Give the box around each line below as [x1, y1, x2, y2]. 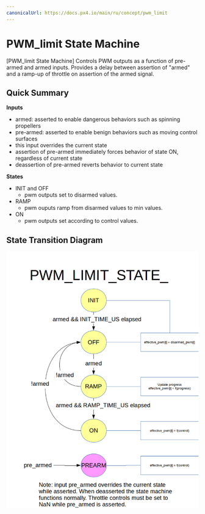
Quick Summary [6, 87, 69, 98]
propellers [15, 122, 41, 129]
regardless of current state [15, 154, 83, 162]
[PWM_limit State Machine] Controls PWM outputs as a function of [6, 57, 174, 64]
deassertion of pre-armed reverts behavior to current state [15, 161, 164, 168]
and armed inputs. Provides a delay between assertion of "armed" [24, 63, 190, 71]
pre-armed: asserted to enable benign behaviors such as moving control [15, 129, 198, 136]
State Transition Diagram [6, 235, 103, 245]
